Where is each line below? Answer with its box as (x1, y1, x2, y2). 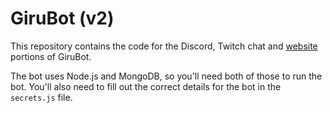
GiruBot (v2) (10, 7, 115, 30)
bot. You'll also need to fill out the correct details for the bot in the (10, 80, 282, 92)
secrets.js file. (10, 91, 73, 103)
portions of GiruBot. (10, 50, 92, 62)
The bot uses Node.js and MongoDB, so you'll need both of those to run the (10, 70, 323, 82)
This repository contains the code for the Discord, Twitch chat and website (10, 40, 318, 52)
